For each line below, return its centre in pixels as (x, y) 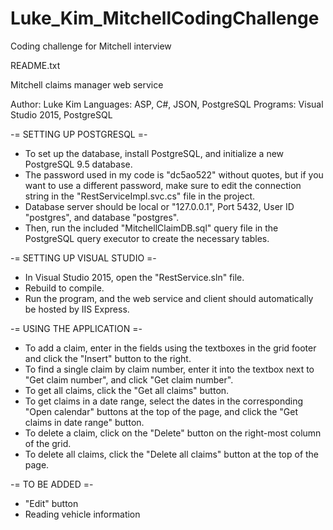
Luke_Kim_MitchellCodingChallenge (165, 18)
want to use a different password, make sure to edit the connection (163, 185)
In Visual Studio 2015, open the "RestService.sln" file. (134, 277)
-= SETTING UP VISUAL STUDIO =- (83, 258)
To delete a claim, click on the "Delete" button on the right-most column (173, 433)
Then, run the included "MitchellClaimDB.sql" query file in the (151, 228)
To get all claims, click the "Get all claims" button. (127, 390)
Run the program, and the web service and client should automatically (169, 298)
